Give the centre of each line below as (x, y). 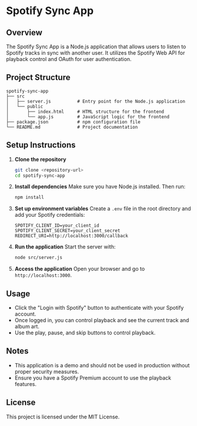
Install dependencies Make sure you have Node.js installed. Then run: (100, 187)
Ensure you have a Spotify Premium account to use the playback (93, 378)
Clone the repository (40, 159)
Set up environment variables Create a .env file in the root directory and (103, 209)
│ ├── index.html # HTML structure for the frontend (85, 112)
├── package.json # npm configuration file (74, 122)
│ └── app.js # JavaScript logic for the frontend (88, 117)
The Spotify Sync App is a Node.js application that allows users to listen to (96, 46)
